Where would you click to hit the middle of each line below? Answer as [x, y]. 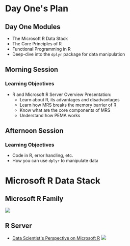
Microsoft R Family [34, 199]
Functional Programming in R [41, 49]
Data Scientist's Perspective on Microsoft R [56, 238]
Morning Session [32, 70]
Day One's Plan [37, 9]
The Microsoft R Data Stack [40, 38]
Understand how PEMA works [50, 115]
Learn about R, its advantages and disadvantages [70, 99]
